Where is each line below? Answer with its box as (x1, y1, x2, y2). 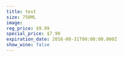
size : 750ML (6, 14, 36, 20)
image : (6, 20, 23, 26)
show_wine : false (6, 42, 50, 48)
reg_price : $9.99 (6, 25, 50, 31)
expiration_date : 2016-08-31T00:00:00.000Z (6, 36, 118, 42)
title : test (6, 8, 36, 15)
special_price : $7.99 (6, 31, 61, 37)
